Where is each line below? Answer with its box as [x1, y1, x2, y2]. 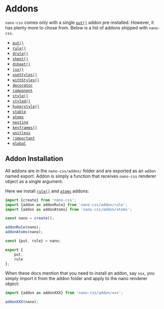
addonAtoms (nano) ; [5, 229, 43, 234]
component [12, 88, 33, 93]
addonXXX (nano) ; [5, 300, 39, 305]
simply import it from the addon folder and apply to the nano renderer [5, 276, 148, 282]
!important [12, 135, 35, 141]
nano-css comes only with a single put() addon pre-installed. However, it [5, 19, 154, 25]
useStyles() [12, 72, 37, 77]
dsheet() [12, 62, 31, 67]
